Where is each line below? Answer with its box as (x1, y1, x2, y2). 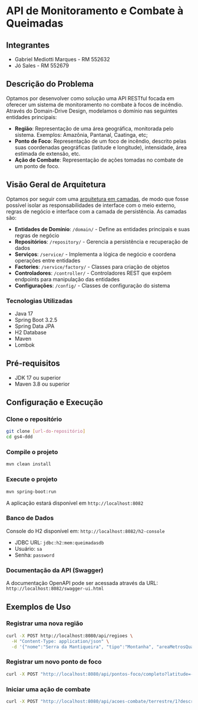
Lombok (14, 341, 35, 349)
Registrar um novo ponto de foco (6, 658, 102, 666)
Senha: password (14, 551, 55, 558)
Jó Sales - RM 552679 (14, 62, 70, 69)
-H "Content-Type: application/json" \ (11, 638, 110, 644)
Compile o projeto (6, 448, 58, 456)
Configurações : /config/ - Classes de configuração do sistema (14, 282, 170, 289)
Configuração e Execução (6, 397, 103, 407)
